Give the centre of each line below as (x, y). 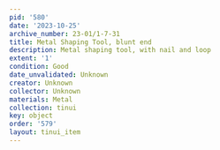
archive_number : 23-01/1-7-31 (65, 34)
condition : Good (39, 67)
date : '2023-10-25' (45, 26)
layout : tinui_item (45, 132)
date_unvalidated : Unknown (59, 75)
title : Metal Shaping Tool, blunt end (80, 42)
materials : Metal (41, 99)
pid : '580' (29, 17)
